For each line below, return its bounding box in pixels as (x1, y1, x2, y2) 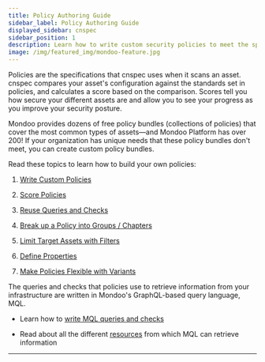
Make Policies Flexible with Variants (19, 266, 136, 276)
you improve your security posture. (8, 104, 122, 113)
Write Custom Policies (19, 175, 92, 184)
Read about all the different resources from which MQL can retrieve (19, 330, 239, 338)
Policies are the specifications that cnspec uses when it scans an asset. (8, 70, 242, 79)
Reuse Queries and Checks (19, 206, 109, 214)
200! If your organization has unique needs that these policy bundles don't (8, 136, 251, 145)
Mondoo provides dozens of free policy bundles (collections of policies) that (8, 119, 256, 128)
